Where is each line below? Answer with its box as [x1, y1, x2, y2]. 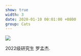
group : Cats [5, 21, 31, 27]
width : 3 [5, 12, 24, 17]
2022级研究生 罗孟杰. [5, 45, 50, 51]
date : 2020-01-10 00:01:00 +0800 [5, 17, 76, 22]
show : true [5, 7, 29, 13]
